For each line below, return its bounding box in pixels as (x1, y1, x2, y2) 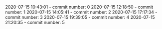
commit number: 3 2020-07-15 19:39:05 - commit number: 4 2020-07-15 (5, 14, 156, 20)
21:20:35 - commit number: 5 (5, 19, 65, 25)
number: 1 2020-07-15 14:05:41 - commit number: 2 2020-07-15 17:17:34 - (5, 9, 158, 15)
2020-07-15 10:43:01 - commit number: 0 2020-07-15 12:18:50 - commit (5, 4, 154, 10)
